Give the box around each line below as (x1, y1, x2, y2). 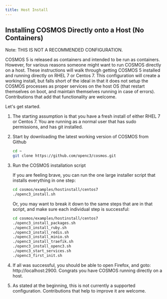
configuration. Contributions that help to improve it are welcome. (12, 287, 146, 293)
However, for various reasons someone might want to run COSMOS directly (5, 62, 161, 68)
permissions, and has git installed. (12, 124, 83, 130)
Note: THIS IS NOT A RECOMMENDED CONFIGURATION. (5, 47, 123, 53)
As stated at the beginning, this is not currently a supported (12, 282, 135, 288)
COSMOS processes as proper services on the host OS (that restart (5, 83, 145, 89)
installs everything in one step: (12, 177, 76, 183)
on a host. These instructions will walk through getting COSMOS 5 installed (5, 67, 160, 73)
